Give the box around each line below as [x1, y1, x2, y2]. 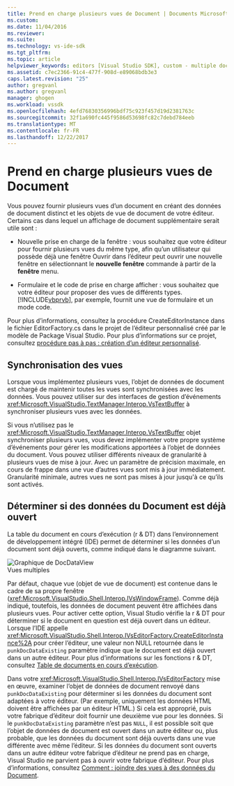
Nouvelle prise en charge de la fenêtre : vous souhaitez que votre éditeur [17, 238, 227, 246]
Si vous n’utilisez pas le [7, 421, 75, 429]
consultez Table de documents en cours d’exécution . [7, 661, 159, 669]
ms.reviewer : [7, 29, 45, 37]
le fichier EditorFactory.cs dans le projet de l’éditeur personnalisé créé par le [7, 324, 226, 333]
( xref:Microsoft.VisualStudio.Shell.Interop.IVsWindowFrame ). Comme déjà [7, 594, 219, 602]
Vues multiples [7, 565, 50, 574]
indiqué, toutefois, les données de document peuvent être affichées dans [7, 602, 217, 610]
